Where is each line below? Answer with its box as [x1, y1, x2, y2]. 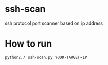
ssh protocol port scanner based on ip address [5, 20, 103, 26]
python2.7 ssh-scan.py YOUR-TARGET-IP [5, 55, 87, 60]
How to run [5, 38, 52, 50]
